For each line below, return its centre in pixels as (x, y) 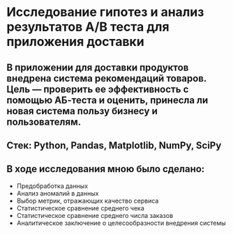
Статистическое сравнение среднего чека (80, 208)
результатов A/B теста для (88, 27)
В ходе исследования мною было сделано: (106, 169)
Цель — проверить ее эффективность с (98, 89)
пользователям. (44, 122)
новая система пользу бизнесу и (82, 111)
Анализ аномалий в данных (58, 193)
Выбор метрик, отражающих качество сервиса (88, 201)
